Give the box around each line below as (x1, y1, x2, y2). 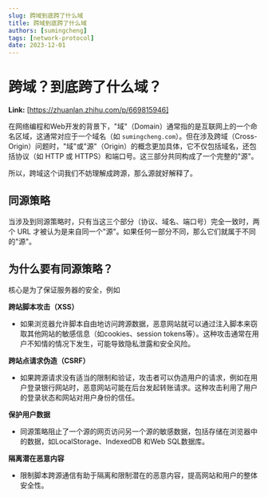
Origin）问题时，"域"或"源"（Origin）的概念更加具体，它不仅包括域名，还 (8, 141, 250, 152)
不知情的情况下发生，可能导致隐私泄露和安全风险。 (26, 338, 195, 348)
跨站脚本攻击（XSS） (8, 302, 79, 311)
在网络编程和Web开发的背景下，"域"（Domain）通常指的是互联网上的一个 (8, 121, 251, 132)
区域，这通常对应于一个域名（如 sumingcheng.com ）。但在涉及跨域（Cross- (14, 132, 258, 141)
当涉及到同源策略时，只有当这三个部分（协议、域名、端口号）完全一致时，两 (8, 216, 260, 226)
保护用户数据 (8, 409, 50, 419)
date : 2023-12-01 (8, 41, 66, 49)
